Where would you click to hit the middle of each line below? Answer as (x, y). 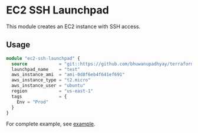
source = (37, 64)
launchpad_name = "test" (46, 69)
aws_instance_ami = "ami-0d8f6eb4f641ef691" (68, 75)
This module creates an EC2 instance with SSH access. (73, 26)
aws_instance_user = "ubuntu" (48, 86)
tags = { (39, 96)
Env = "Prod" (33, 102)
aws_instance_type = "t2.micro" (51, 80)
